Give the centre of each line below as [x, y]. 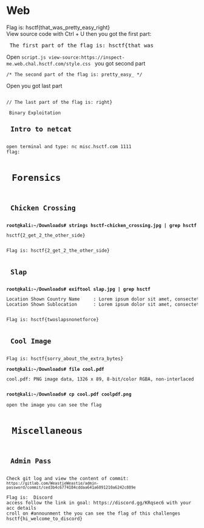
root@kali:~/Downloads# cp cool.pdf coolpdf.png [69, 394]
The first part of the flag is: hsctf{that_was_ [83, 45]
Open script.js [26, 57]
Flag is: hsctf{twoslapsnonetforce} [53, 320]
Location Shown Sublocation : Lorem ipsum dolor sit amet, [89, 305]
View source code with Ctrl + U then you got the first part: [79, 33]
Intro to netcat [41, 129]
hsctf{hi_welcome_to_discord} [45, 519]
